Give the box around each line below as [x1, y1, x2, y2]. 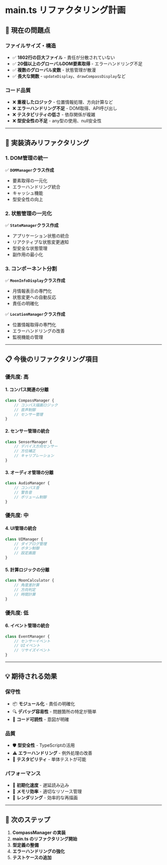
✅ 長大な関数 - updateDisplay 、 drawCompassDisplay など [12, 73, 126, 79]
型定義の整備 [12, 842, 39, 848]
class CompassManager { [5, 398, 55, 403]
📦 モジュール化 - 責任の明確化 [12, 700, 76, 706]
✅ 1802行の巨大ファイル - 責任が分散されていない [12, 54, 115, 60]
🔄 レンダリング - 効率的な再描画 [12, 795, 78, 801]
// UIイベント [14, 643, 40, 649]
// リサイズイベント [14, 648, 51, 653]
